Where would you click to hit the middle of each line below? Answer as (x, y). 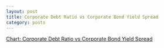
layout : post (22, 11)
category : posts (26, 22)
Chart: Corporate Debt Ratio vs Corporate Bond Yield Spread (79, 39)
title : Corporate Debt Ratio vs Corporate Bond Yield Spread (82, 17)
